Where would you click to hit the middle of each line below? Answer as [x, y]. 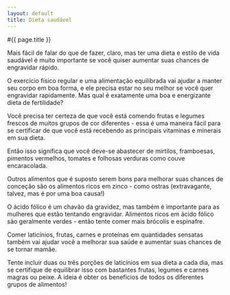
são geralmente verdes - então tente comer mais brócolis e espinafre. [106, 221]
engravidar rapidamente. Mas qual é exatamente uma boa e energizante [109, 95]
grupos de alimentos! [37, 284]
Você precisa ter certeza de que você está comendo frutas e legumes [106, 116]
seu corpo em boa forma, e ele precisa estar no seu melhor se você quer [110, 88]
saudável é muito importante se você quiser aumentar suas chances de [108, 60]
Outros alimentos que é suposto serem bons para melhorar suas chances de [115, 178]
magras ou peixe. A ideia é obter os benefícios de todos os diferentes [105, 277]
